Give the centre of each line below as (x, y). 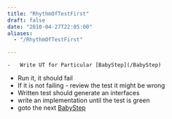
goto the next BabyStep (52, 108)
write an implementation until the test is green (84, 100)
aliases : (20, 33)
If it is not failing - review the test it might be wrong (91, 85)
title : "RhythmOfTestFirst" (48, 14)
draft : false (26, 20)
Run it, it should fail (45, 78)
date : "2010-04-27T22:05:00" (50, 27)
